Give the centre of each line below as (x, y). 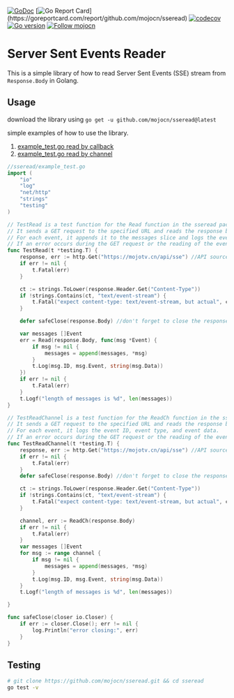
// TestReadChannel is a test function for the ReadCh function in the (113, 418)
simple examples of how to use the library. (68, 133)
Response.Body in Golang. (43, 80)
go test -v (23, 688)
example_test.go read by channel (65, 154)
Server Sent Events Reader (86, 54)
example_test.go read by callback (65, 146)
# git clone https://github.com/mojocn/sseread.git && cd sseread (106, 681)
